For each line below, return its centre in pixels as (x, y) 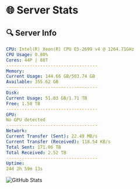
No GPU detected (26, 120)
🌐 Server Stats (42, 10)
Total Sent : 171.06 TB (34, 147)
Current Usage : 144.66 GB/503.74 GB (50, 77)
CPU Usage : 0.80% (27, 54)
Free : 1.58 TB (23, 104)
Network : (17, 131)
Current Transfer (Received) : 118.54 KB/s (58, 142)
